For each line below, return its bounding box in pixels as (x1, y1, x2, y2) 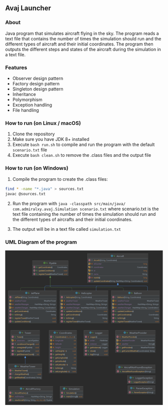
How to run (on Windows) (5, 165, 68, 172)
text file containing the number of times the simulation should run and (12, 211, 156, 217)
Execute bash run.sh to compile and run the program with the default (12, 142, 155, 148)
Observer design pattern (12, 75, 63, 81)
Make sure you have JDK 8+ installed (12, 136, 89, 142)
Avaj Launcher (5, 4, 51, 12)
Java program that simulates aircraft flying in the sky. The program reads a (5, 30, 159, 36)
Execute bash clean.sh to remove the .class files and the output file (12, 152, 151, 158)
